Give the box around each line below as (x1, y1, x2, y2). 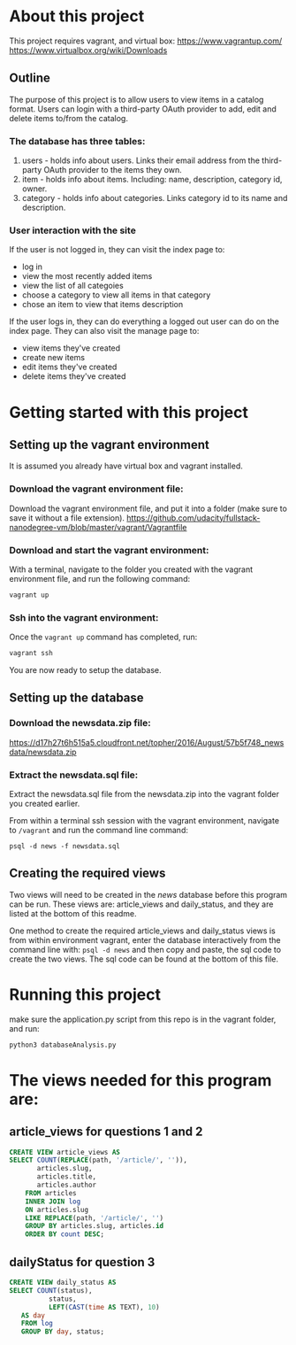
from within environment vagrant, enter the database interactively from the (9, 934, 281, 945)
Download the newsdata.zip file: (9, 717, 152, 730)
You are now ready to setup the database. (9, 664, 162, 675)
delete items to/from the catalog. (9, 112, 128, 123)
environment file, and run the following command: (9, 573, 191, 584)
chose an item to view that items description (21, 299, 184, 310)
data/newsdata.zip (9, 746, 77, 757)
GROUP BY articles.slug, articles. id (25, 1222, 164, 1231)
